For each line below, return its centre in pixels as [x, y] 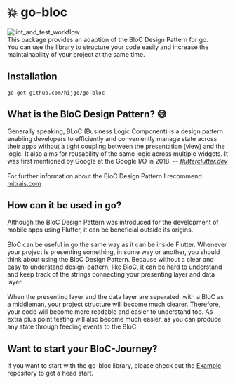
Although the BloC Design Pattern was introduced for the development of [113, 223]
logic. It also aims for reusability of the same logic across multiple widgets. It [118, 153]
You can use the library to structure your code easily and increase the [108, 47]
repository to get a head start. [50, 373]
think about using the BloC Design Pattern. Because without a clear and [110, 260]
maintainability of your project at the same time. [76, 54]
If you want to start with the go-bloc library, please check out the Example [114, 366]
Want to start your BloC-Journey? [82, 349]
